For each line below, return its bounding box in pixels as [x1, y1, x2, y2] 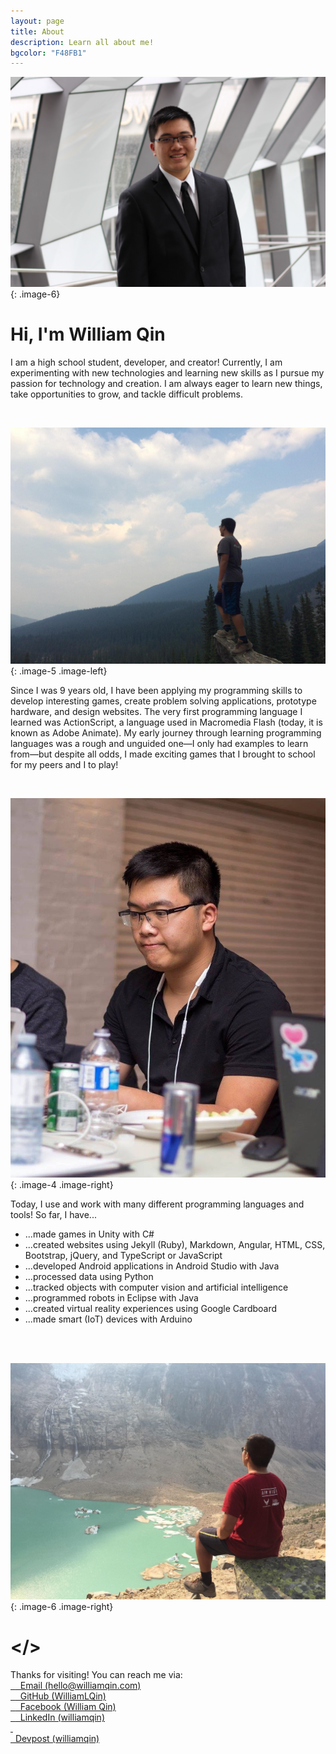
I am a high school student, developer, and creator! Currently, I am [10, 356, 283, 368]
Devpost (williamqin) [14, 1732, 100, 1744]
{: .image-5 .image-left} [10, 665, 108, 677]
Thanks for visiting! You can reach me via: [10, 1668, 183, 1680]
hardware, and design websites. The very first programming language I [10, 705, 303, 717]
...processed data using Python [24, 1270, 154, 1282]
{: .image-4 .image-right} [10, 1178, 114, 1190]
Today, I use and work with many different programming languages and [10, 1198, 305, 1210]
